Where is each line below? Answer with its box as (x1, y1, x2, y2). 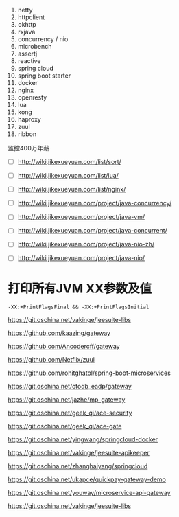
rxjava (17, 27, 36, 36)
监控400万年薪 (8, 144, 50, 152)
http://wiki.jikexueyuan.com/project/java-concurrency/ (17, 199, 172, 207)
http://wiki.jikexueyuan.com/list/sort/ (17, 158, 122, 165)
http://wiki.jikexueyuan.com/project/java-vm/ (17, 213, 145, 221)
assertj (17, 49, 38, 58)
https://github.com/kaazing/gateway (8, 329, 111, 337)
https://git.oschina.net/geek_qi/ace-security (8, 409, 132, 417)
